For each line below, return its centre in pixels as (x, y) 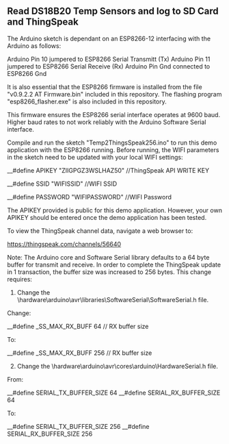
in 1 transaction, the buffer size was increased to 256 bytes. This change (109, 272)
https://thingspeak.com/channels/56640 (64, 244)
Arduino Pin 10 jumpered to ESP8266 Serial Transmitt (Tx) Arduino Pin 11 (109, 59)
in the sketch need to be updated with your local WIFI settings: (95, 157)
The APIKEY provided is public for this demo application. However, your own (114, 210)
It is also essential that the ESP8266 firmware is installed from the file (105, 87)
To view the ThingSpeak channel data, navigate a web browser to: (100, 231)
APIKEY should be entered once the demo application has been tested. (107, 217)
